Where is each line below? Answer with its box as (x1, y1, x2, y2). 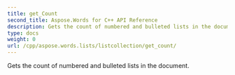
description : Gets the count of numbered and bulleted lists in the (7, 23, 211, 30)
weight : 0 (7, 36, 36, 43)
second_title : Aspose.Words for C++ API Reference (7, 17, 158, 24)
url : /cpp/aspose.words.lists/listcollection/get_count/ (7, 42, 177, 49)
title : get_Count (7, 10, 58, 17)
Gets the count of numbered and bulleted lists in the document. (7, 62, 190, 69)
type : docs (7, 29, 39, 37)
